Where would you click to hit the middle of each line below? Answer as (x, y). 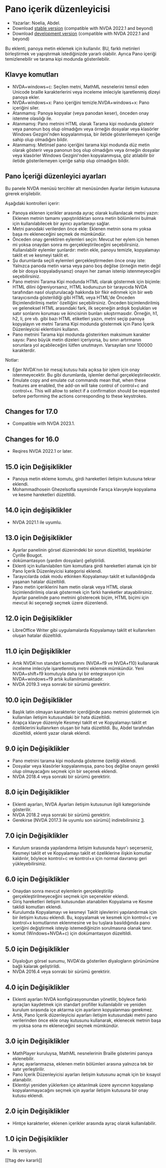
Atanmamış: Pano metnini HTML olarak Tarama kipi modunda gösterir (83, 123)
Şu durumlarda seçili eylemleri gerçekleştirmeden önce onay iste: (79, 260)
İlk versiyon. (25, 1151)
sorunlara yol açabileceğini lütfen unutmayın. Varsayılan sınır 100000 (82, 345)
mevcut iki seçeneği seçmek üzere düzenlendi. (60, 602)
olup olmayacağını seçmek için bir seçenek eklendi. (65, 771)
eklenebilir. (23, 1059)
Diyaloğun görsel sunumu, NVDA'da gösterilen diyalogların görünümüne (86, 961)
